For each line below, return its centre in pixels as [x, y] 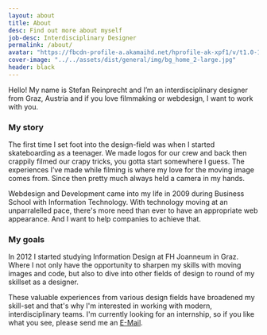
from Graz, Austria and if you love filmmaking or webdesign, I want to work [131, 98]
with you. [23, 106]
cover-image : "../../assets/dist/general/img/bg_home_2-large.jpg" [122, 60]
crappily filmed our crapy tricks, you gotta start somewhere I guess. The [126, 162]
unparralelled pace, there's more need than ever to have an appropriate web [133, 210]
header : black [32, 67]
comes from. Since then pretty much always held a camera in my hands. [126, 179]
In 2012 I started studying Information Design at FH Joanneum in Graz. [124, 257]
